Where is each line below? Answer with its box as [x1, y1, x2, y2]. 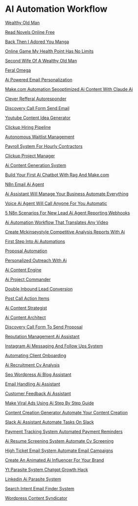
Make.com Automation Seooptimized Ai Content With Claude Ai [5, 86, 133, 92]
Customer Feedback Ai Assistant [5, 390, 71, 396]
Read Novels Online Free [5, 29, 55, 35]
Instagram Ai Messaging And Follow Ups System [5, 343, 103, 349]
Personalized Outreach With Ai [5, 257, 67, 263]
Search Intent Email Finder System [5, 485, 75, 491]
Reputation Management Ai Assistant [5, 333, 80, 339]
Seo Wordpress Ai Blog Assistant [5, 372, 72, 377]
